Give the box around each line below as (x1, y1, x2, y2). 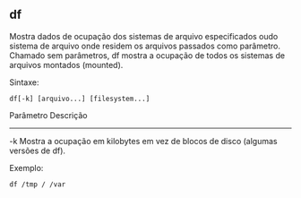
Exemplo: (9, 162, 44, 173)
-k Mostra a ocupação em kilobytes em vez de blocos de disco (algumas (9, 135, 278, 146)
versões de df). (9, 145, 65, 156)
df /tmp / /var (9, 179, 66, 189)
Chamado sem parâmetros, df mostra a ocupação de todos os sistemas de (9, 49, 285, 61)
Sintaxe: (9, 76, 39, 88)
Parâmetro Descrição (9, 109, 88, 120)
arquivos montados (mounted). (9, 59, 124, 70)
